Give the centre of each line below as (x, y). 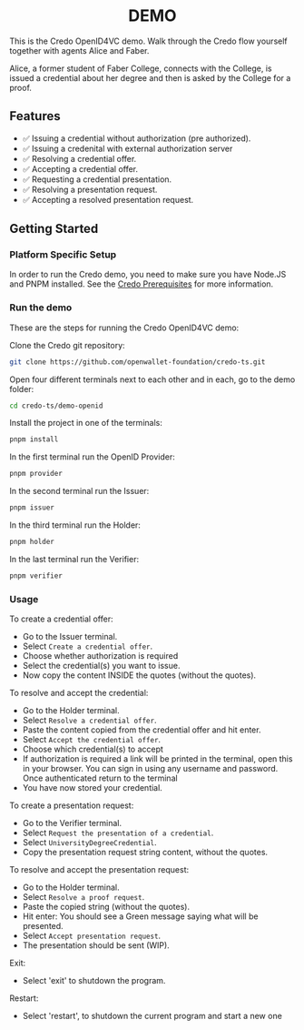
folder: (22, 389)
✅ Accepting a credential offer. (80, 168)
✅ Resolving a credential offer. (79, 158)
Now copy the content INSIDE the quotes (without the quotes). (139, 675)
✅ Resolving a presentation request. (90, 189)
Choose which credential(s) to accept (93, 749)
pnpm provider (36, 474)
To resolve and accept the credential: (79, 693)
